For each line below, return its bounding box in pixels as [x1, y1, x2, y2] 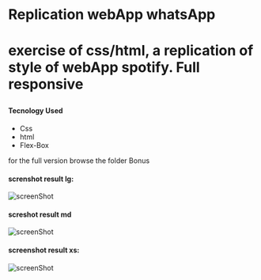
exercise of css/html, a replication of [8, 42, 254, 60]
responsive [8, 75, 84, 93]
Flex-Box [19, 140, 49, 149]
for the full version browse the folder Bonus [8, 156, 150, 165]
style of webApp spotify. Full [8, 59, 200, 77]
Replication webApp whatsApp [8, 6, 216, 24]
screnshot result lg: [8, 174, 74, 184]
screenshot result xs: [8, 245, 80, 255]
